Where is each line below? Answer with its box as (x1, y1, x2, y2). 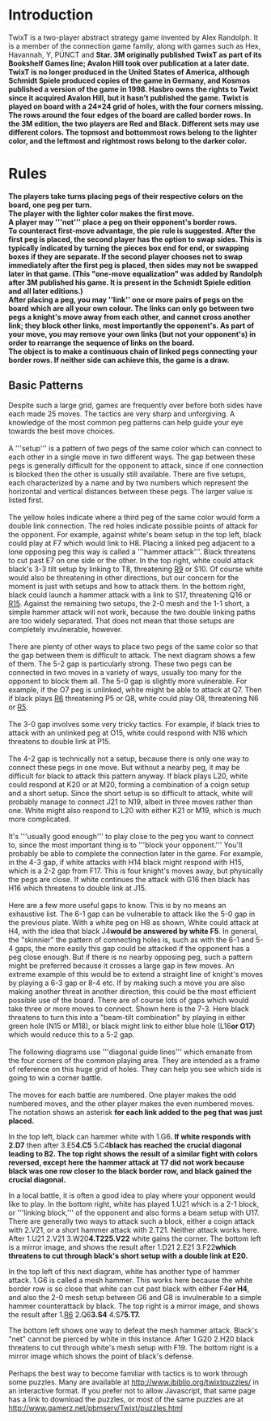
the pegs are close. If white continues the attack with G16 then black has (8, 874, 251, 884)
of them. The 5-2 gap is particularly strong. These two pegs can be (8, 659, 233, 669)
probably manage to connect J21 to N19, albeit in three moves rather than (8, 797, 253, 807)
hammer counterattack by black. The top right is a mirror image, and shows (8, 1301, 260, 1311)
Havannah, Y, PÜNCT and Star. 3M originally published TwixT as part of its (8, 50, 262, 59)
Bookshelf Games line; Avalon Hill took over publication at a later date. (8, 58, 249, 68)
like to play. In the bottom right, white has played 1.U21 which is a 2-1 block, (8, 1199, 260, 1208)
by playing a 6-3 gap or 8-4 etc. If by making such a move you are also (8, 978, 245, 988)
